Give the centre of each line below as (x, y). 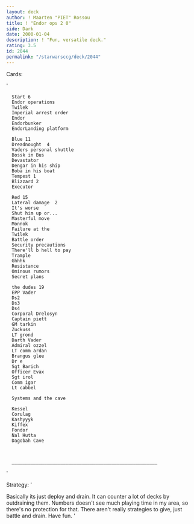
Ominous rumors (31, 271)
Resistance (25, 266)
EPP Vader (24, 293)
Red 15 (20, 197)
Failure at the (31, 229)
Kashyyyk (23, 419)
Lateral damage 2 (35, 202)
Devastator (25, 160)
